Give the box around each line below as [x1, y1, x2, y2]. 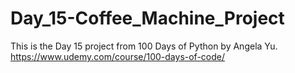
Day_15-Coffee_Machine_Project [10, 7, 285, 30]
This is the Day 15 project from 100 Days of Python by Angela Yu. [10, 40, 278, 52]
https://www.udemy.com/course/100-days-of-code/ [10, 50, 226, 62]
